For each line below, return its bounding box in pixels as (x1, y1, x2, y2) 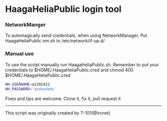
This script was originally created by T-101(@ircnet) (5, 110, 111, 116)
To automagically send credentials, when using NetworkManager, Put (5, 32, 148, 38)
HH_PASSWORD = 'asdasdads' (5, 86, 57, 92)
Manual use (5, 50, 34, 57)
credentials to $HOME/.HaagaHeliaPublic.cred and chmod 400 (5, 67, 134, 73)
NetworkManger (5, 21, 46, 28)
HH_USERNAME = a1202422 (5, 82, 50, 87)
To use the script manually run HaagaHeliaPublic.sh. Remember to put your (5, 61, 159, 68)
